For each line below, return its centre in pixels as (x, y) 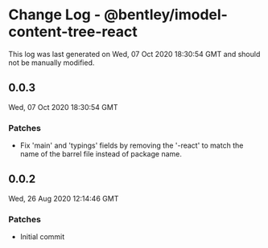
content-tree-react (73, 32)
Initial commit (42, 237)
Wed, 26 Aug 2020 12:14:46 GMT (64, 198)
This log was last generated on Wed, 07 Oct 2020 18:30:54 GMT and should (134, 54)
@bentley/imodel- (165, 15)
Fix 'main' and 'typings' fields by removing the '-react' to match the (132, 145)
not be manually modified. (52, 63)
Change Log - (55, 15)
